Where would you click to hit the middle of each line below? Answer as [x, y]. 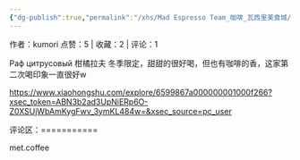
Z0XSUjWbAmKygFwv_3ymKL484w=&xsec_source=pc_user [121, 111]
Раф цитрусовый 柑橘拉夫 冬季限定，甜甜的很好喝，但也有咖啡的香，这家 [145, 63]
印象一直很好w [60, 74]
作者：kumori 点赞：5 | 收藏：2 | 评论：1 [84, 44]
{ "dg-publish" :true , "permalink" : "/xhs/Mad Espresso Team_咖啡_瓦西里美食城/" [152, 17]
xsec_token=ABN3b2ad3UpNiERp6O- [79, 101]
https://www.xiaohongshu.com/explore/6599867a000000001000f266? [141, 92]
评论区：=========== [54, 130]
